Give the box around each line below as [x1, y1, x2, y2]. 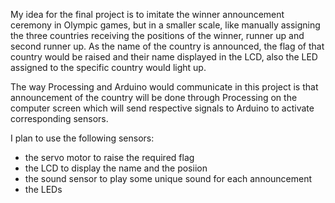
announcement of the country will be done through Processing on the [10, 92, 298, 103]
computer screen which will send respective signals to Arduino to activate [10, 102, 315, 114]
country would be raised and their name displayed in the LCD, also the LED [10, 51, 318, 63]
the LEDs [24, 184, 63, 195]
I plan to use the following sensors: [10, 132, 155, 144]
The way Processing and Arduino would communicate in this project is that [10, 81, 319, 93]
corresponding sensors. [10, 113, 109, 124]
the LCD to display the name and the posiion [24, 162, 208, 174]
